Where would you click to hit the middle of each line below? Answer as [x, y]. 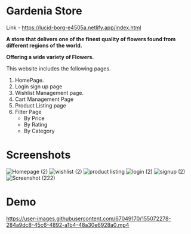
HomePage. [29, 80]
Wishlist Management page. [49, 93]
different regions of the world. [44, 45]
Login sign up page [38, 86]
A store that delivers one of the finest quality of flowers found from [91, 39]
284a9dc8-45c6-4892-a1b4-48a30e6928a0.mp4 [68, 224]
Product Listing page [41, 105]
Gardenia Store [44, 11]
